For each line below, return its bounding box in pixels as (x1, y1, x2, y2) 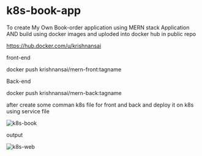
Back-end (6, 77, 31, 85)
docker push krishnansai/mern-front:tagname (6, 65, 122, 73)
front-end (6, 54, 31, 61)
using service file (6, 107, 50, 115)
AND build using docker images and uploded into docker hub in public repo (6, 30, 196, 37)
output (6, 131, 23, 138)
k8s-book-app (6, 4, 81, 18)
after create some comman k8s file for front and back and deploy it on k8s (6, 101, 194, 108)
